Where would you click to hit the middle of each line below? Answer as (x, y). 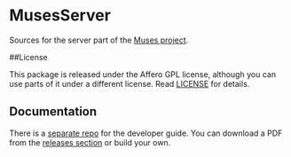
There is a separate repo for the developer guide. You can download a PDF (146, 133)
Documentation (53, 112)
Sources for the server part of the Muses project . (99, 40)
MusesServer (60, 16)
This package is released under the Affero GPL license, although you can (143, 74)
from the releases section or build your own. (90, 142)
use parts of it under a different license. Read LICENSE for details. (130, 83)
